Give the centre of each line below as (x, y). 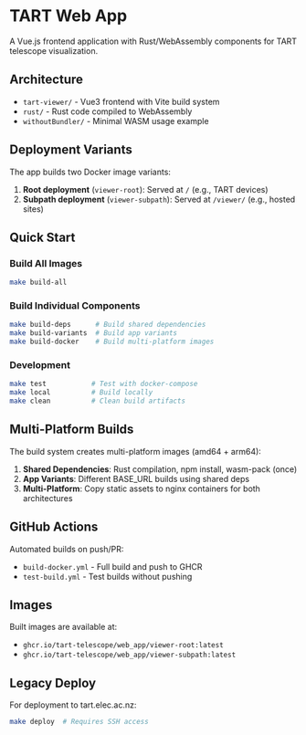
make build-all (38, 283)
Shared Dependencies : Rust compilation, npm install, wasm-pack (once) (160, 469)
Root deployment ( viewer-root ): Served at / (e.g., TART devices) (145, 189)
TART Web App (69, 16)
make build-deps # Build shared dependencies (108, 325)
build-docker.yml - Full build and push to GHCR (112, 566)
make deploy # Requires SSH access (79, 722)
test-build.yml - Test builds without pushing (107, 576)
